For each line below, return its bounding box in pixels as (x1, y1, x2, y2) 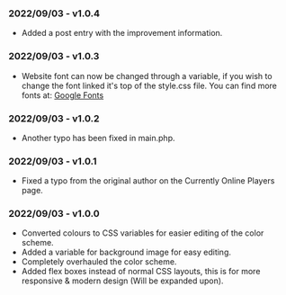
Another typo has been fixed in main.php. (21, 132, 175, 143)
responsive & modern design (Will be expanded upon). (21, 275, 224, 286)
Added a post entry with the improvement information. (21, 28, 223, 39)
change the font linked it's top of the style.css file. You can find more (21, 80, 278, 91)
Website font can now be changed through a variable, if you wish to (21, 70, 273, 81)
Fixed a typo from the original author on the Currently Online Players (21, 175, 275, 186)
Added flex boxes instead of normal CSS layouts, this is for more (21, 266, 261, 277)
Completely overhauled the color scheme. (21, 256, 177, 267)
